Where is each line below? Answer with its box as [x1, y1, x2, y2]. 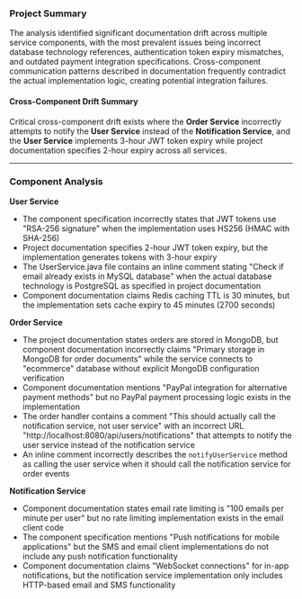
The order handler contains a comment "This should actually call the [22, 410, 276, 421]
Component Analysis [9, 175, 103, 188]
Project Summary [9, 7, 87, 20]
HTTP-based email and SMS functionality [22, 579, 176, 590]
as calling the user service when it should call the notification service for [22, 458, 291, 469]
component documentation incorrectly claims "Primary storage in [22, 344, 265, 354]
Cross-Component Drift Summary [9, 95, 138, 106]
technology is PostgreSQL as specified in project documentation [22, 280, 262, 291]
